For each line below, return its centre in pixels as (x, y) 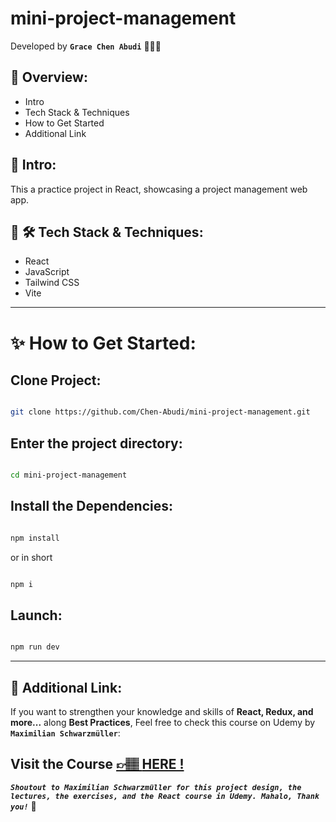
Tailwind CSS (52, 283)
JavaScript (47, 272)
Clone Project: (56, 380)
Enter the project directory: (96, 443)
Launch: (36, 615)
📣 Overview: (49, 77)
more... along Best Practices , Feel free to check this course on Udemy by (163, 722)
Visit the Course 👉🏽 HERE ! (97, 764)
